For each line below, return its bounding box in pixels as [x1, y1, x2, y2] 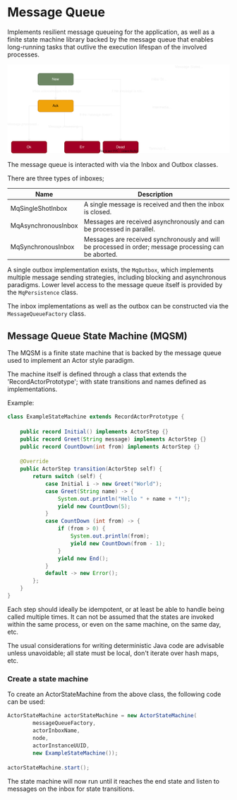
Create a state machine [7, 673, 89, 683]
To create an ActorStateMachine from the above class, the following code [7, 690, 221, 699]
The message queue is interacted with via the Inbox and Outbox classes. [7, 161, 219, 169]
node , [32, 734, 49, 741]
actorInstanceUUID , [32, 742, 90, 749]
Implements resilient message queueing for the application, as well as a [7, 28, 215, 36]
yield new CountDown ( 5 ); [57, 503, 131, 510]
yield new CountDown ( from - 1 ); [70, 540, 166, 547]
